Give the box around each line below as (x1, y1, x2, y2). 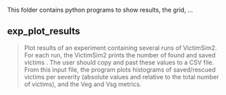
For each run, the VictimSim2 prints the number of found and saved (23, 51, 216, 59)
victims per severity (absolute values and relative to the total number (23, 72, 219, 81)
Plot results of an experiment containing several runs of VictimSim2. (23, 44, 217, 52)
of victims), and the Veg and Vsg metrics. (23, 80, 142, 88)
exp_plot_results (7, 25, 81, 37)
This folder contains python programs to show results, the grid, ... (7, 6, 194, 14)
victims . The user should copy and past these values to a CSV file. (23, 58, 214, 66)
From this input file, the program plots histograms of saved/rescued (23, 65, 216, 74)
